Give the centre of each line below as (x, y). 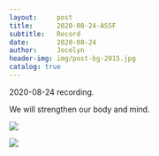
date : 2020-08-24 (53, 42)
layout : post (41, 17)
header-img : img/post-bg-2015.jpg (73, 58)
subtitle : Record (45, 34)
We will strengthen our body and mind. (79, 109)
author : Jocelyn (47, 51)
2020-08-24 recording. (52, 92)
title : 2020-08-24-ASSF (63, 26)
